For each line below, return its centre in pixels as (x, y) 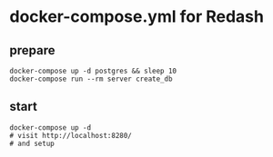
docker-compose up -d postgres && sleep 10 (93, 71)
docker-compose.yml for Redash (136, 17)
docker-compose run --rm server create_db (91, 79)
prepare (32, 50)
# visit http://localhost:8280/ (71, 135)
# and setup (32, 143)
